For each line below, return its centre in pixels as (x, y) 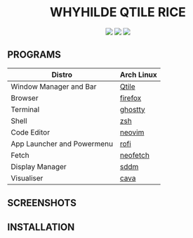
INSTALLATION (41, 227)
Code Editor (31, 132)
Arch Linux (139, 75)
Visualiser (27, 178)
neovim (132, 132)
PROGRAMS (34, 55)
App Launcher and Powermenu (62, 144)
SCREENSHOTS (42, 203)
